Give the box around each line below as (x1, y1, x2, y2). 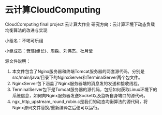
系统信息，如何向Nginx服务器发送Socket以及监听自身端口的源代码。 (12, 92, 148, 98)
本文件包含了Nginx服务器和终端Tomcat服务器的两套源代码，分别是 (12, 68, 145, 74)
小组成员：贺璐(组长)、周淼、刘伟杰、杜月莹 (5, 48, 93, 54)
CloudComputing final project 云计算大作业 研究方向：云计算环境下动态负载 (5, 21, 155, 27)
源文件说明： (5, 58, 30, 64)
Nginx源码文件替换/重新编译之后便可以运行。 (12, 104, 102, 110)
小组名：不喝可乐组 (5, 37, 44, 43)
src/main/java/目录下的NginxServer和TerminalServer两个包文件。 (12, 74, 143, 80)
